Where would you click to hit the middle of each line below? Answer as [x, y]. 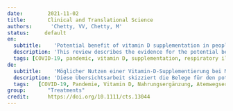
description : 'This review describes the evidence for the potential [116, 52]
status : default [37, 33]
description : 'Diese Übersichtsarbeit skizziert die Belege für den [114, 78]
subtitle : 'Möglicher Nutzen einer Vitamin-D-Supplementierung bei [118, 71]
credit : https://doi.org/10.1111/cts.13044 [79, 97]
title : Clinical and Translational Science [80, 20]
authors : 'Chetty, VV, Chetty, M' [65, 26]
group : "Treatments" [46, 90]
